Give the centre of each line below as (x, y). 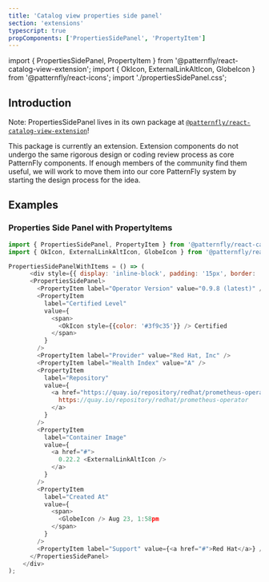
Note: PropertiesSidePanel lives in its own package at (96, 122)
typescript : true (37, 30)
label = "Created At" (76, 496)
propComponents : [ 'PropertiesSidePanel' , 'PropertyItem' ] (107, 38)
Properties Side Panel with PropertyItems (90, 228)
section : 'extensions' (46, 23)
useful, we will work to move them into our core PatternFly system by (122, 172)
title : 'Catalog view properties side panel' (85, 16)
